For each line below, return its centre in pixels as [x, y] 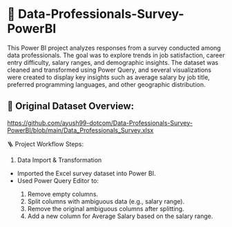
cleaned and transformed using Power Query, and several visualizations [109, 70]
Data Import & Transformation [59, 160]
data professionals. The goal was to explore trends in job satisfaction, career [116, 55]
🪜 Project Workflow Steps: [46, 144]
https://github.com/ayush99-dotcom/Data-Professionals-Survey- [100, 123]
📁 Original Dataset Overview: [71, 106]
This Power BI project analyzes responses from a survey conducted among [114, 48]
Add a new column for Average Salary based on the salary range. [120, 216]
